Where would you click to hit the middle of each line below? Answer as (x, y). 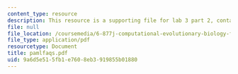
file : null (23, 27)
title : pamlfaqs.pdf (38, 54)
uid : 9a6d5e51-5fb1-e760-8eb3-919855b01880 (73, 60)
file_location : (30, 33)
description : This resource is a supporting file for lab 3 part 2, (110, 20)
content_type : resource (42, 14)
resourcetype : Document (42, 47)
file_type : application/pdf (49, 40)
